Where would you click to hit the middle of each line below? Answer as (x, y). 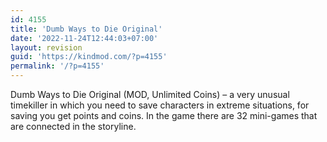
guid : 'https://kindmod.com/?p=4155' (89, 57)
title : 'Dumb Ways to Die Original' (86, 29)
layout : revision (46, 47)
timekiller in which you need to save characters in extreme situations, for (160, 105)
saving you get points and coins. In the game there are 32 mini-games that (164, 115)
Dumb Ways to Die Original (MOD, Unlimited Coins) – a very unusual (150, 94)
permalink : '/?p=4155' (57, 66)
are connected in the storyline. (73, 126)
